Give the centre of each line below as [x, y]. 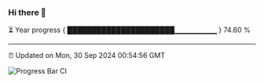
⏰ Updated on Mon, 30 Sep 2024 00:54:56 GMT [87, 56]
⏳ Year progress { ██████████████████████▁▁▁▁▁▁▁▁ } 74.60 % [130, 30]
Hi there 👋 [27, 13]
